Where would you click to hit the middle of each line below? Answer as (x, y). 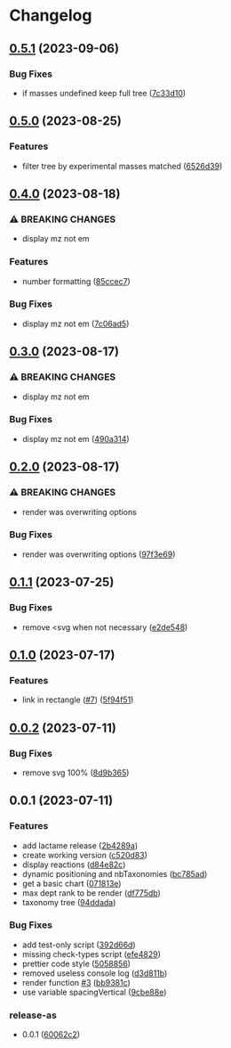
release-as (33, 1015)
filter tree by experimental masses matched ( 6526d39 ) (122, 166)
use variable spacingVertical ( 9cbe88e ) (94, 992)
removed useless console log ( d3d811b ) (95, 973)
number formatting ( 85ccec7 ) (76, 281)
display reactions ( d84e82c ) (74, 864)
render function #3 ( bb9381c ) (76, 982)
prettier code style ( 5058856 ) (76, 963)
